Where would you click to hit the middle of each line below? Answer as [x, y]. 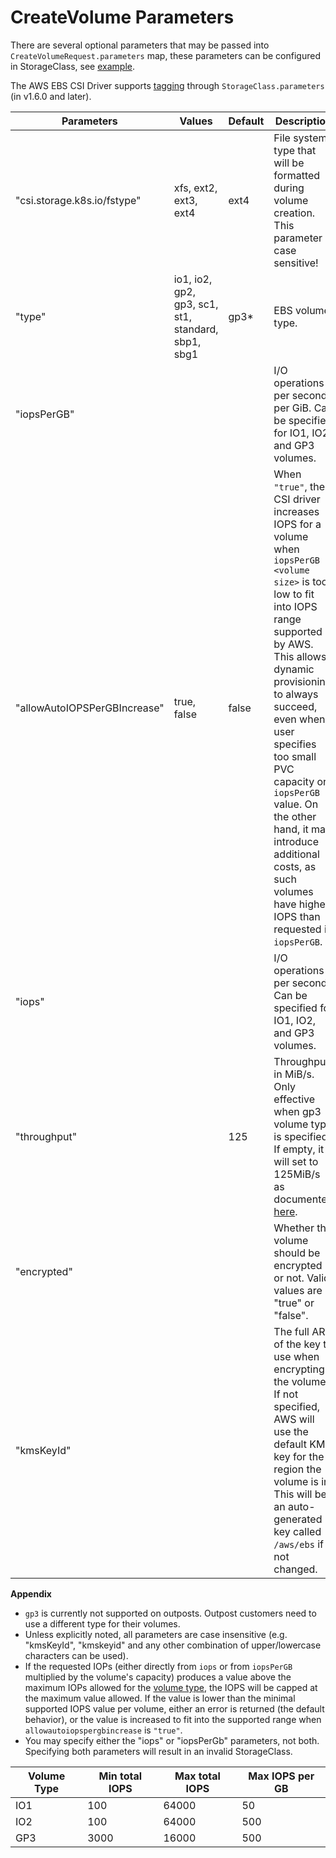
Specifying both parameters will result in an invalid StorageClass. [158, 1751]
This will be [300, 1494]
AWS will [294, 1419]
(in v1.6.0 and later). [51, 96]
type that [295, 150]
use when [296, 1356]
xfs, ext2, [195, 188]
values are [298, 1290]
